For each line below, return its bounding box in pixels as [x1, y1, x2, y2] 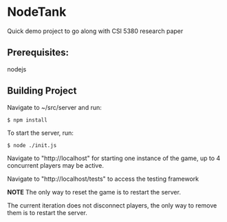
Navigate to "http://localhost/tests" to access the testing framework [7, 175, 199, 183]
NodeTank [7, 4, 67, 20]
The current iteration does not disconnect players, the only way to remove [7, 201, 217, 210]
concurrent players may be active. [7, 161, 105, 169]
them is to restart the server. [7, 208, 88, 217]
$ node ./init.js [7, 142, 57, 148]
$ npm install [7, 116, 48, 124]
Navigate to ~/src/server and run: [7, 103, 102, 111]
